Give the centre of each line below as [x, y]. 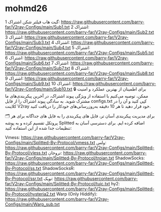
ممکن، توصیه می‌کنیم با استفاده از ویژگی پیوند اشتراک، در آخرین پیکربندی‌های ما [77, 96]
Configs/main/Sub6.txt [28, 63]
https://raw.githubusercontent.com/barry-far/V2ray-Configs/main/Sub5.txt [80, 53]
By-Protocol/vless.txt [26, 152]
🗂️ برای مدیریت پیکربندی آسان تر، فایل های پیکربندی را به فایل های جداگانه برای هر [80, 116]
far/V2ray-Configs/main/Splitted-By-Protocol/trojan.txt [59, 158]
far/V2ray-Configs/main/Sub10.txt [39, 89]
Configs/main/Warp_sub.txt [32, 204]
